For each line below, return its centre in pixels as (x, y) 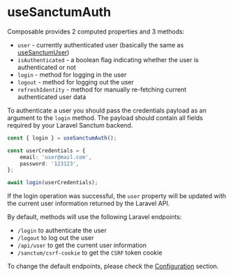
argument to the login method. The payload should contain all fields (105, 118)
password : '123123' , (50, 164)
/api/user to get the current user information (82, 246)
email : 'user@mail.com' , (56, 157)
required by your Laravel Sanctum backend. (70, 125)
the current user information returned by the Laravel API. (89, 204)
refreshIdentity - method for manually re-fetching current (102, 89)
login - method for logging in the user (72, 75)
